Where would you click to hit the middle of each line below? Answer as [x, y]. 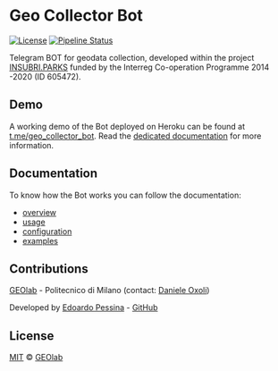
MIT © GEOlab [36, 358]
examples [40, 240]
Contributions [49, 269]
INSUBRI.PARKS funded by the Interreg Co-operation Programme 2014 [139, 67]
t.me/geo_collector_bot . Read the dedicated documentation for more [135, 136]
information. [32, 145]
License [32, 336]
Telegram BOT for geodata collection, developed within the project [132, 57]
